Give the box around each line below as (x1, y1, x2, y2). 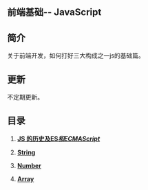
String (17, 148, 36, 156)
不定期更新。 (7, 93, 43, 102)
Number (17, 161, 41, 169)
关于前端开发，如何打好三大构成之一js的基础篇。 (7, 51, 145, 60)
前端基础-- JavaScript (7, 6, 102, 19)
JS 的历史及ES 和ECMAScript (17, 134, 101, 143)
